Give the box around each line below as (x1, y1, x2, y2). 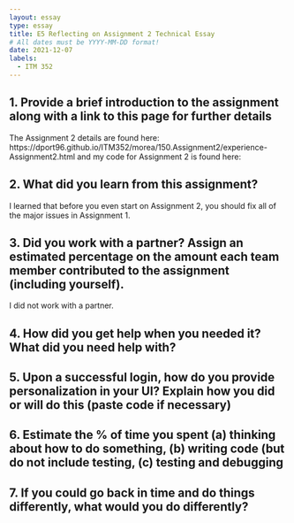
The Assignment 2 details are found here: (9, 132, 161, 142)
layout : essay (9, 12, 62, 22)
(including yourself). (9, 276, 125, 292)
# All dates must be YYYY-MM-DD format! (9, 37, 161, 47)
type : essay (9, 21, 53, 30)
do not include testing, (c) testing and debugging (9, 455, 284, 470)
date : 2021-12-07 (9, 46, 73, 55)
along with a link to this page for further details (9, 109, 272, 124)
